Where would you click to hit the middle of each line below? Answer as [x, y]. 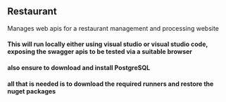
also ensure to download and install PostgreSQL [79, 68]
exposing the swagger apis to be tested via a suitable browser [100, 52]
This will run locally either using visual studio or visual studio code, [108, 44]
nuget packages [32, 91]
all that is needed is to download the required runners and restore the [111, 84]
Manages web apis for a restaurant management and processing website [113, 28]
